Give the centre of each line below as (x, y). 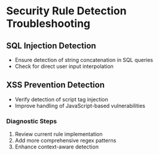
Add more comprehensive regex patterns (65, 141)
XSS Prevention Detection (55, 85)
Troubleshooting (48, 24)
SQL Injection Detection (51, 46)
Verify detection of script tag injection (62, 99)
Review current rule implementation (59, 134)
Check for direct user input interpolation (64, 66)
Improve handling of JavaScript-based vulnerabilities (80, 106)
